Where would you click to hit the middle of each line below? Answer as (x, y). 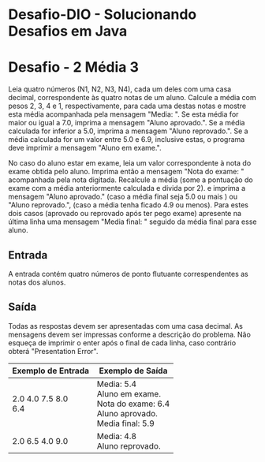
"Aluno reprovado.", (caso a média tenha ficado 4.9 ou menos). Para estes (128, 205)
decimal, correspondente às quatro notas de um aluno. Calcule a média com (132, 98)
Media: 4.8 (116, 436)
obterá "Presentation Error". (53, 351)
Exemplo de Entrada (50, 371)
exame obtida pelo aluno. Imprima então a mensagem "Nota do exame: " (126, 172)
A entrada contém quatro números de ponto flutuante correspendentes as (128, 274)
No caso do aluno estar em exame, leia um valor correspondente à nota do (130, 163)
